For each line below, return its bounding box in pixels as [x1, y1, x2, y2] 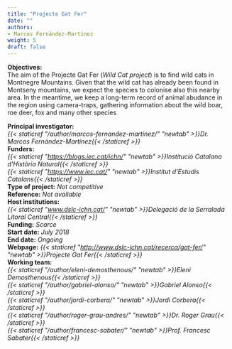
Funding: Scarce [7, 220, 57, 228]
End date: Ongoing [7, 235, 63, 244]
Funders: [7, 145, 35, 153]
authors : [7, 23, 33, 31]
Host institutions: [7, 198, 60, 206]
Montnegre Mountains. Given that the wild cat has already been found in [7, 78, 219, 86]
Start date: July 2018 [7, 228, 70, 236]
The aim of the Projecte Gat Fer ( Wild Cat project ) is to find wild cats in [7, 70, 214, 79]
